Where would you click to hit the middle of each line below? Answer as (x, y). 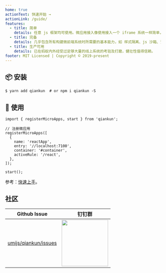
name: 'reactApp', (33, 142)
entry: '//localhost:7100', (43, 146)
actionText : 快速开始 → (28, 14)
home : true (16, 10)
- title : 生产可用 (27, 47)
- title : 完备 (23, 38)
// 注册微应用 (18, 129)
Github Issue (32, 214)
